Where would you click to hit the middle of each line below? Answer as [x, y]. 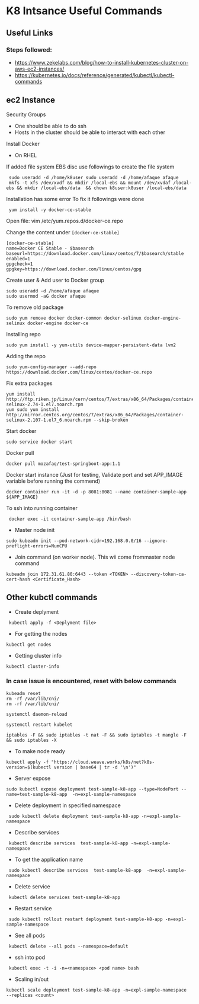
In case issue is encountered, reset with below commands [91, 681]
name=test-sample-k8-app [37, 794]
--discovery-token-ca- [158, 574]
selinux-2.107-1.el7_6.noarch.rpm [49, 420]
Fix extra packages [29, 383]
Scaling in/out [32, 979]
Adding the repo [26, 356]
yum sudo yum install [33, 409]
